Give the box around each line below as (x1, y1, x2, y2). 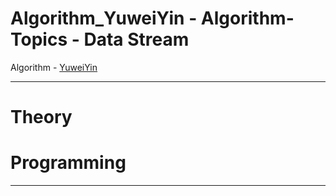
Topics (10, 28, 68, 51)
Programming (10, 152, 127, 174)
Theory (10, 106, 73, 129)
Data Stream (83, 28, 190, 51)
